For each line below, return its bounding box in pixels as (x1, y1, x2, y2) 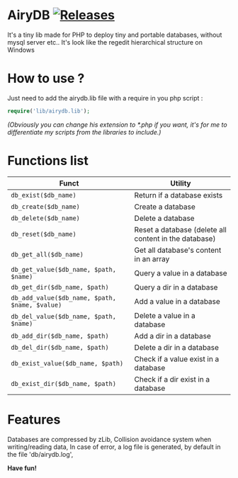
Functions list (7, 152, 89, 169)
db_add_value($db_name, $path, (11, 294, 117, 302)
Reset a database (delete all (134, 224, 227, 234)
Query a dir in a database (134, 282, 218, 292)
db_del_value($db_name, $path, (11, 312, 117, 320)
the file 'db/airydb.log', (7, 450, 74, 458)
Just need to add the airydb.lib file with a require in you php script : (7, 93, 203, 102)
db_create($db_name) (11, 203, 80, 210)
